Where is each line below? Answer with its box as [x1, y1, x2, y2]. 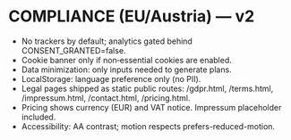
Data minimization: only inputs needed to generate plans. [21, 64, 232, 75]
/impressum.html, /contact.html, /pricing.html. [21, 92, 191, 103]
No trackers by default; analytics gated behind [21, 36, 193, 46]
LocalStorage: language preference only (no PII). [21, 73, 201, 84]
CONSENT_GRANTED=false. [21, 45, 126, 55]
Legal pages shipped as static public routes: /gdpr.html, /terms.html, [21, 83, 274, 94]
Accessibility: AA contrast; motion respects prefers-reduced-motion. [21, 120, 275, 131]
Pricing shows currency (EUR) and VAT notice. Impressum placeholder [21, 102, 282, 112]
